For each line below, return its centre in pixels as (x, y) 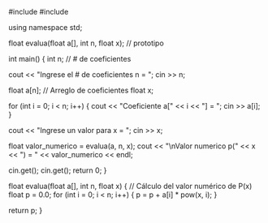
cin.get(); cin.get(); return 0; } (58, 170)
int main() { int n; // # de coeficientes (70, 59)
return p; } (26, 210)
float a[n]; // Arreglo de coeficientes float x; (81, 90)
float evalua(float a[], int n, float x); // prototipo (86, 43)
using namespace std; (45, 27)
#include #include (39, 12)
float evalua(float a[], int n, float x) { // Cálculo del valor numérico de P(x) (130, 186)
